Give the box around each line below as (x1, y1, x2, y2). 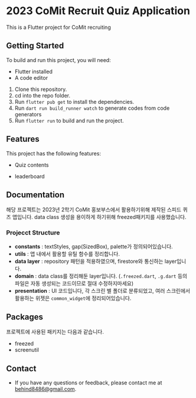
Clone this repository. (14, 86, 67, 93)
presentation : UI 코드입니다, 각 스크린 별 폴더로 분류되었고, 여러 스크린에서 (14, 287, 191, 294)
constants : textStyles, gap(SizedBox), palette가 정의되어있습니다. (14, 243, 173, 250)
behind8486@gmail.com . (14, 386, 77, 393)
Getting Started (6, 41, 64, 51)
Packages (6, 312, 43, 322)
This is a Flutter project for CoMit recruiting (6, 24, 111, 31)
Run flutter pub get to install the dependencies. (14, 98, 135, 105)
